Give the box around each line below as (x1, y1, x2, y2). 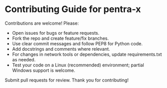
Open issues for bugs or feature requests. (12, 30, 100, 36)
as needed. (12, 56, 36, 62)
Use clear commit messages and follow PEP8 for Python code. (12, 40, 143, 46)
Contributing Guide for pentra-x (5, 4, 141, 15)
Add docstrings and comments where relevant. (12, 46, 110, 52)
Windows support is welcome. (12, 67, 75, 73)
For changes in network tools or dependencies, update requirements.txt (12, 51, 162, 57)
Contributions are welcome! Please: (5, 20, 79, 26)
